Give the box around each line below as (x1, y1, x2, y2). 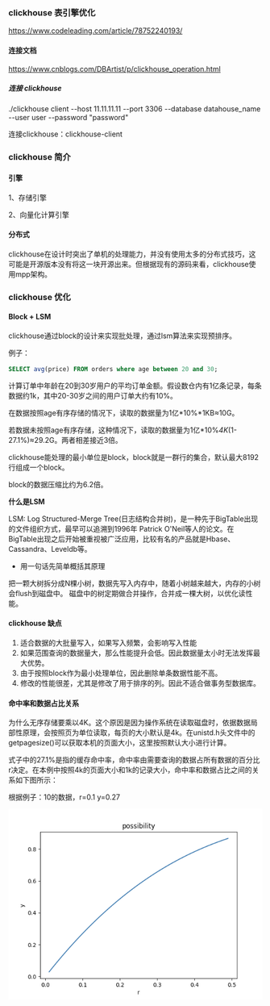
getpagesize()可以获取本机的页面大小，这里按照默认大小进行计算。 (8, 738, 231, 748)
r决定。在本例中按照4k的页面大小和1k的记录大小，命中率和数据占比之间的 (8, 765, 252, 775)
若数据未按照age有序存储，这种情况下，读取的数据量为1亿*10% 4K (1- (8, 425, 238, 435)
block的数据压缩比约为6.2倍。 (8, 479, 108, 489)
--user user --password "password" (8, 113, 129, 123)
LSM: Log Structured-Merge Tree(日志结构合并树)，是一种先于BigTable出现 (8, 514, 259, 524)
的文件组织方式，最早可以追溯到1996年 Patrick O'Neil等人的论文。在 (8, 524, 235, 533)
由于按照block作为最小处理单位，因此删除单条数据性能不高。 (19, 668, 222, 678)
